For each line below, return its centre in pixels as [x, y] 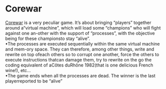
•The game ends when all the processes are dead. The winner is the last [80, 75]
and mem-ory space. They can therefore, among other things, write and [80, 49]
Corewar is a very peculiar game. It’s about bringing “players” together [78, 22]
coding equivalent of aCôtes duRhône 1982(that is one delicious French [79, 65]
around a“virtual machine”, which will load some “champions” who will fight [83, 27]
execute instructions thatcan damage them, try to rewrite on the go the [78, 59]
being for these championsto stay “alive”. [48, 38]
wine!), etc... [18, 70]
